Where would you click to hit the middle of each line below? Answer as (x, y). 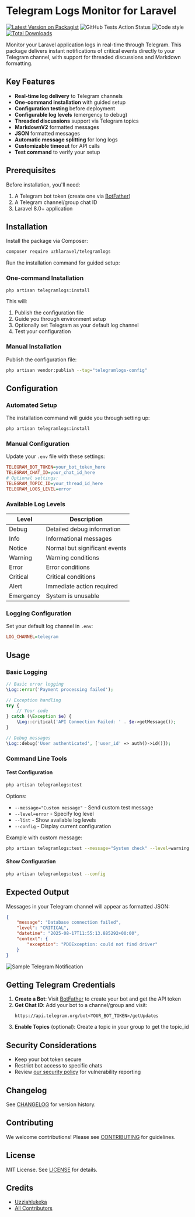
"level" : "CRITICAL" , (43, 928)
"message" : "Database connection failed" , (69, 923)
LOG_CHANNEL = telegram (32, 637)
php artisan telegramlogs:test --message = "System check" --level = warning (98, 848)
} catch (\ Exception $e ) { (39, 717)
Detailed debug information (83, 529)
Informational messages (79, 539)
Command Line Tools (36, 758)
